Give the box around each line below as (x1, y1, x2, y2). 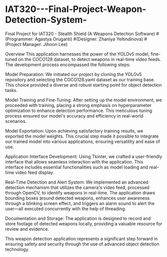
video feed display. (15, 169, 54, 175)
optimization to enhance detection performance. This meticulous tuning (5, 107, 153, 113)
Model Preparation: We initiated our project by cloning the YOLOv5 (5, 71, 142, 77)
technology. (5, 246, 30, 252)
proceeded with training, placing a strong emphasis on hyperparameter (5, 102, 152, 108)
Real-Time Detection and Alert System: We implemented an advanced (5, 179, 149, 185)
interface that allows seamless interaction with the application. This (5, 158, 144, 164)
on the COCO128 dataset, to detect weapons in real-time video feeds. (18, 56, 162, 62)
